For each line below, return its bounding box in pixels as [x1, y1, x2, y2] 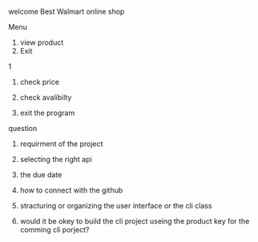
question [8, 124, 38, 133]
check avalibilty [19, 93, 72, 102]
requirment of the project [19, 139, 103, 149]
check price [19, 77, 60, 86]
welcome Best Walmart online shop [8, 7, 125, 16]
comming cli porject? [19, 225, 90, 234]
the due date [19, 170, 62, 179]
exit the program [19, 108, 75, 117]
